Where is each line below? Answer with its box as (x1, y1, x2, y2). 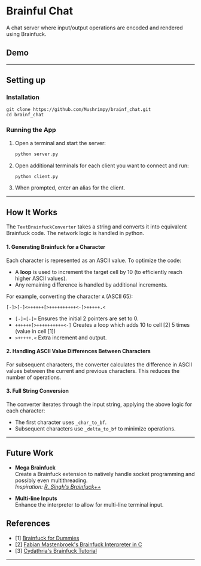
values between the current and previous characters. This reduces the (6, 367, 180, 374)
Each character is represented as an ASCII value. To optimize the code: (6, 257, 181, 264)
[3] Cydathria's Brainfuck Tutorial (14, 547, 98, 554)
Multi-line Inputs (14, 495, 58, 502)
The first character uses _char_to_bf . (14, 419, 106, 426)
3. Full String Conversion (6, 387, 69, 395)
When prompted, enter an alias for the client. (14, 184, 126, 191)
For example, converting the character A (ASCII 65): (6, 293, 133, 300)
